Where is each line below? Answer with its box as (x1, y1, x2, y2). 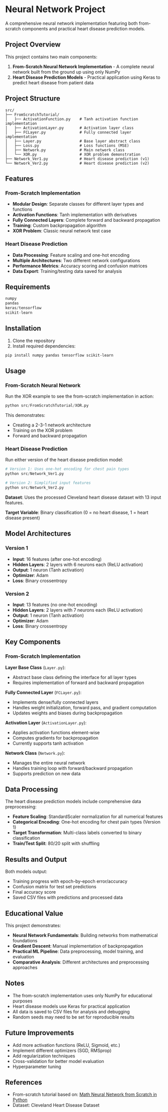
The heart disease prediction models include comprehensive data (5, 798, 141, 804)
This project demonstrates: (5, 923, 61, 929)
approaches (12, 964, 38, 971)
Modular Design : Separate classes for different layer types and (12, 201, 144, 207)
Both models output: (5, 868, 48, 875)
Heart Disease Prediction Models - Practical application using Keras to (12, 74, 160, 80)
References (5, 1078, 42, 1087)
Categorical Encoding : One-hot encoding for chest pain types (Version (12, 819, 161, 825)
